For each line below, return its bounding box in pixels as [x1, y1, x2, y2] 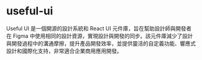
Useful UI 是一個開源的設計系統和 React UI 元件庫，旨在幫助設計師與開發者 [6, 25, 192, 32]
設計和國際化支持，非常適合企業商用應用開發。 [6, 47, 122, 55]
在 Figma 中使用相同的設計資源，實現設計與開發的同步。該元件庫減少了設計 [6, 32, 194, 40]
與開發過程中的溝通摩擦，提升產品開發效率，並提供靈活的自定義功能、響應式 [6, 40, 196, 47]
